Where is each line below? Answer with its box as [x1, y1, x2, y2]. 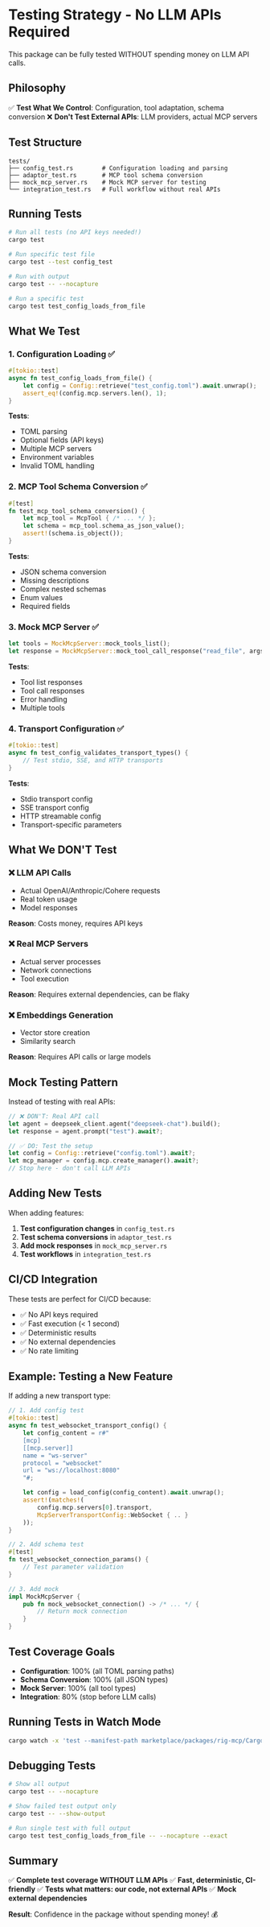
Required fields [19, 601, 71, 611]
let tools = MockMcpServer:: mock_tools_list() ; [8, 640, 171, 648]
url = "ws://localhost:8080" [22, 1466, 121, 1475]
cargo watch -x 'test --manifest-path [8, 1736, 138, 1745]
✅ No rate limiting [19, 1345, 79, 1355]
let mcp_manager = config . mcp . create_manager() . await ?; [8, 1157, 199, 1165]
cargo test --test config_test [8, 258, 113, 266]
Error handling [19, 694, 67, 704]
